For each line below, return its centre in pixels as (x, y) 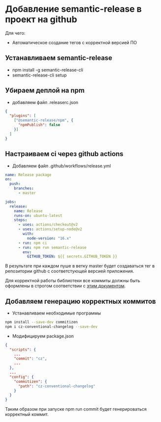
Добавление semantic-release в (74, 9)
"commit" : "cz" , (31, 359)
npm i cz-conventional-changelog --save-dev (51, 327)
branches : (24, 188)
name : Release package (28, 175)
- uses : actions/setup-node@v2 (50, 229)
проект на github (41, 19)
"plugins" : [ (23, 116)
